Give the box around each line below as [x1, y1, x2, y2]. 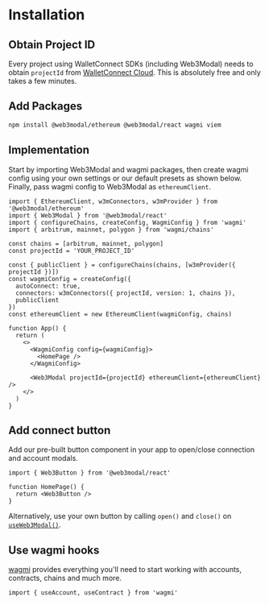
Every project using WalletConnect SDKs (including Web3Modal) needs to [8, 59, 254, 68]
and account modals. [8, 454, 78, 463]
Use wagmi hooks [8, 543, 100, 557]
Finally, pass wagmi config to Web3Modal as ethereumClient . [8, 181, 211, 191]
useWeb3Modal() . [8, 520, 62, 529]
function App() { [8, 324, 67, 332]
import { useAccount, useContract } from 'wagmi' [8, 589, 179, 597]
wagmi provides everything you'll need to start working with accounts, [8, 565, 242, 574]
